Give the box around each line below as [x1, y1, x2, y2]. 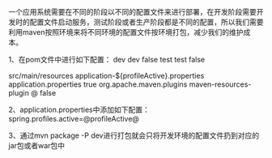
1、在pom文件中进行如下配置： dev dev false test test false [8, 55, 205, 64]
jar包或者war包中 [8, 141, 66, 150]
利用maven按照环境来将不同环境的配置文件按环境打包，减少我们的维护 [8, 28, 244, 36]
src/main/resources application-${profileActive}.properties [8, 71, 205, 80]
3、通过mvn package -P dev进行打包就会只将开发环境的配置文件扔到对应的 [8, 130, 260, 140]
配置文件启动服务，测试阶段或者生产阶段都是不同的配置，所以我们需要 [29, 17, 264, 27]
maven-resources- [189, 79, 252, 89]
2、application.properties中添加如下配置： [8, 105, 150, 114]
